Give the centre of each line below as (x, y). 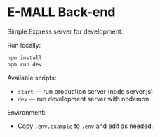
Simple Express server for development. (65, 31)
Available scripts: (32, 78)
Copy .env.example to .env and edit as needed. (85, 126)
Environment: (26, 112)
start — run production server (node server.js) (85, 91)
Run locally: (24, 45)
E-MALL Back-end (61, 12)
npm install (25, 58)
